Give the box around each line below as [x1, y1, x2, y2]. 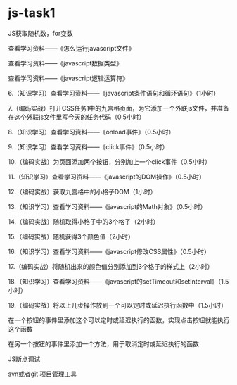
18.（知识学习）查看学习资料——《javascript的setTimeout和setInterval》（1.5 [8, 277, 229, 286]
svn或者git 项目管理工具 [8, 370, 77, 378]
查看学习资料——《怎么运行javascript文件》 [8, 44, 136, 52]
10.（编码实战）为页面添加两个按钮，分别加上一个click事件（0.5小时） [8, 157, 212, 166]
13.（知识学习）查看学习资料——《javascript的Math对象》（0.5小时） [8, 202, 207, 210]
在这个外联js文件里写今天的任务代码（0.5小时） [8, 113, 146, 121]
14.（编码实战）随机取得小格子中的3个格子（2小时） [8, 217, 160, 226]
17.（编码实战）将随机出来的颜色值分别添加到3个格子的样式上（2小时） [8, 262, 214, 270]
